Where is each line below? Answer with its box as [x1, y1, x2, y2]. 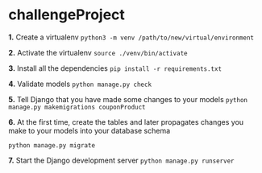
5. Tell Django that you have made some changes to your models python [8, 94, 248, 104]
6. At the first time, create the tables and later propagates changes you [8, 117, 244, 126]
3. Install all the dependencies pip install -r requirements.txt [8, 63, 222, 73]
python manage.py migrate [8, 141, 95, 150]
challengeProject [8, 6, 125, 24]
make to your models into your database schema [8, 126, 171, 135]
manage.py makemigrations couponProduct [8, 103, 147, 111]
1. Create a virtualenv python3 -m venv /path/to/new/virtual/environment [8, 32, 254, 42]
